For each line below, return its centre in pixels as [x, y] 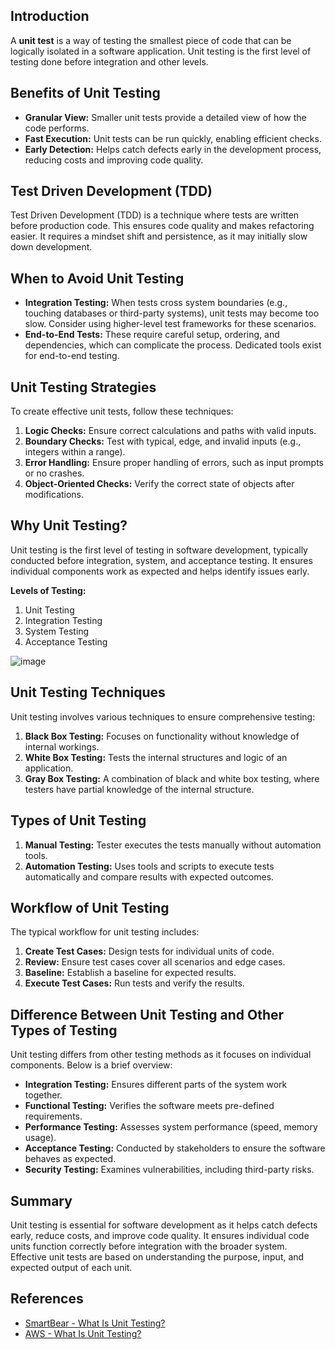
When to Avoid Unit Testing [97, 278]
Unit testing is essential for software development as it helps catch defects [164, 1225]
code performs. [57, 128]
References [47, 1299]
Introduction [50, 16]
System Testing [57, 631]
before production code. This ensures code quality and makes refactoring [162, 226]
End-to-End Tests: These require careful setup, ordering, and [152, 335]
